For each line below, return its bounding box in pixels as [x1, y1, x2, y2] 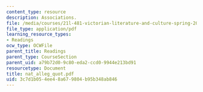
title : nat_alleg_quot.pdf [6, 71, 74, 77]
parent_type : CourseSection [6, 54, 77, 60]
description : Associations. [6, 15, 77, 21]
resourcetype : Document [6, 65, 66, 71]
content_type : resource [6, 8, 66, 15]
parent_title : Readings [6, 48, 66, 54]
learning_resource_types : [6, 31, 71, 38]
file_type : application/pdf [6, 25, 77, 32]
